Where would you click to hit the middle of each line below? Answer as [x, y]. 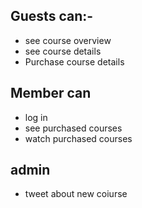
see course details [63, 51]
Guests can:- [52, 16]
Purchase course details [74, 61]
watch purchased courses [78, 138]
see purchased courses [73, 128]
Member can [51, 93]
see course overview [68, 40]
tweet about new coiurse [76, 194]
